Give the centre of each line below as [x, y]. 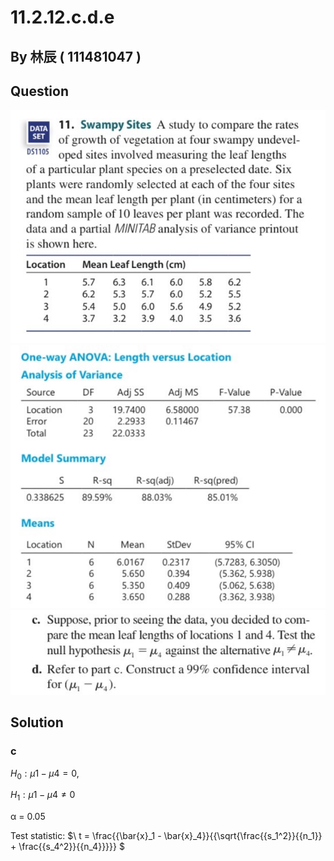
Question [39, 91]
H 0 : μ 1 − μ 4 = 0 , [45, 774]
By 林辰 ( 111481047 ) [76, 56]
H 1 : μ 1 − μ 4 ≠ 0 [43, 796]
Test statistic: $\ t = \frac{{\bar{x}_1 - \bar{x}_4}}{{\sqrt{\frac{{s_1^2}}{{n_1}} [166, 836]
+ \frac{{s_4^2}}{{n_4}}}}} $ [67, 847]
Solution [37, 722]
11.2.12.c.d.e [62, 17]
